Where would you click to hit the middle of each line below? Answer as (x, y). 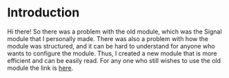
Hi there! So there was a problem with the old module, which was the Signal (114, 31)
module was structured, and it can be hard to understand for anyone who (111, 46)
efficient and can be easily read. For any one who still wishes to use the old (114, 60)
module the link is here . (40, 68)
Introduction (43, 13)
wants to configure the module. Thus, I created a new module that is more (112, 53)
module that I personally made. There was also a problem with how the (108, 38)
